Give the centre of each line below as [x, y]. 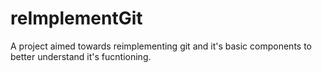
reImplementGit [76, 18]
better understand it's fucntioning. [81, 56]
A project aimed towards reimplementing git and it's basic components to [161, 46]
